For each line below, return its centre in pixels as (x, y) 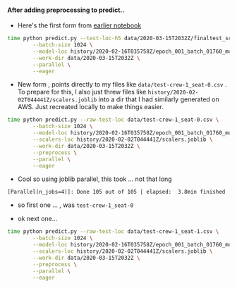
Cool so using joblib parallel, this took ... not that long (95, 179)
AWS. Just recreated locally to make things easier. (90, 107)
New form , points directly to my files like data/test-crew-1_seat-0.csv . (122, 84)
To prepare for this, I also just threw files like (82, 92)
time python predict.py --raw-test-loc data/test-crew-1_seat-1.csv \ (113, 232)
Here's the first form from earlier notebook (79, 25)
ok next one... (37, 219)
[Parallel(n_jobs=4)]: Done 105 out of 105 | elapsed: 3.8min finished (116, 192)
